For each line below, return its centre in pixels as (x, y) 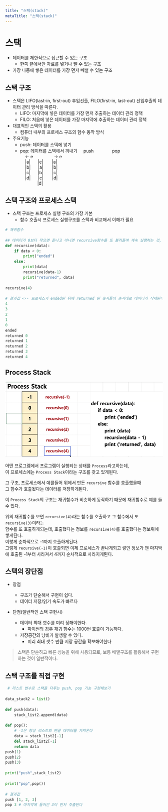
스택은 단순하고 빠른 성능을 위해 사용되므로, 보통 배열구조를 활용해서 (83, 652)
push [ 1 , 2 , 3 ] (21, 799)
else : (20, 262)
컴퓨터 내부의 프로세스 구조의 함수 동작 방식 (62, 132)
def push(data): (22, 710)
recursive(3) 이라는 (25, 523)
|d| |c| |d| (41, 178)
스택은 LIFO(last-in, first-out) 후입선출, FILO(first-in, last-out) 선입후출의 (84, 101)
